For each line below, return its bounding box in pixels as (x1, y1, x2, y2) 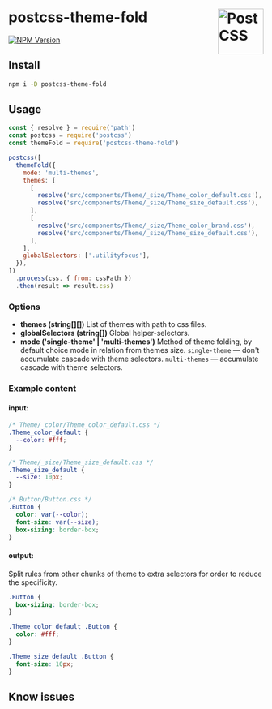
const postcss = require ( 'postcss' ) (8, 131, 132, 140)
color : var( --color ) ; (15, 510, 89, 518)
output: (8, 551, 34, 561)
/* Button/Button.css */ (8, 496, 92, 504)
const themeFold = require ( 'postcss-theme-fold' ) (8, 139, 180, 148)
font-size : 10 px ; (15, 660, 74, 668)
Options (8, 301, 40, 312)
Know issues (8, 690, 75, 703)
